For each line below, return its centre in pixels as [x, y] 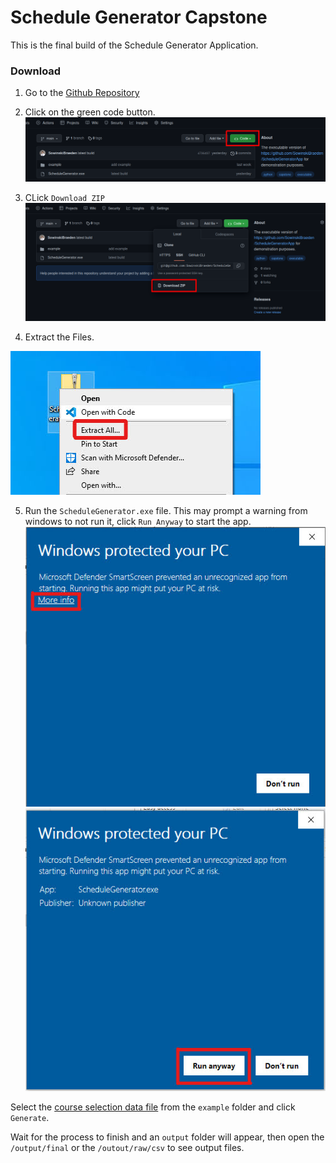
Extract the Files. [59, 337]
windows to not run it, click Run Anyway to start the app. [138, 522]
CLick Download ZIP [64, 197]
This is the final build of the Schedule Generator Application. [134, 45]
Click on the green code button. [90, 112]
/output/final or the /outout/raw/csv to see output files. [127, 1147]
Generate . [30, 1117]
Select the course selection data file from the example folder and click [153, 1107]
